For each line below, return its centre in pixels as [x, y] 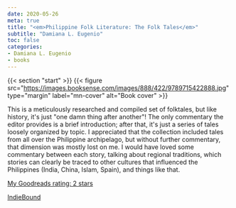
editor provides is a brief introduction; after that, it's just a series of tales [113, 124]
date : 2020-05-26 [33, 14]
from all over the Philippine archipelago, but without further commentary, [114, 139]
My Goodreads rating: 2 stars [50, 183]
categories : [25, 47]
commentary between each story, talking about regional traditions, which [114, 154]
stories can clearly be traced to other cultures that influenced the [103, 162]
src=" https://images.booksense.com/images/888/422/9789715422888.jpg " [118, 88]
